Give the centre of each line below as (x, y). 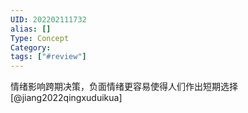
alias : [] (31, 29)
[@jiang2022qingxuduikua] (66, 98)
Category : (31, 47)
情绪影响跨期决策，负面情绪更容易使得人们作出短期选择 (124, 87)
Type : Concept (40, 38)
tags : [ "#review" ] (48, 57)
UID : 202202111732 (48, 19)
